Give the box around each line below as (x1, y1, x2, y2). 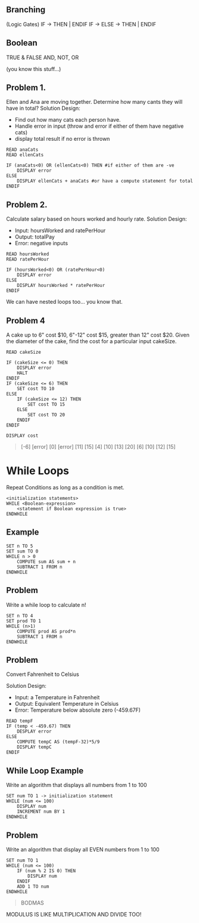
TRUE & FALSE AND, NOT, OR (6, 54, 79, 61)
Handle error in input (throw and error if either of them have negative (14, 122, 184, 130)
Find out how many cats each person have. (14, 116, 121, 124)
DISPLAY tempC (17, 744, 52, 751)
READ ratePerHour (6, 257, 49, 263)
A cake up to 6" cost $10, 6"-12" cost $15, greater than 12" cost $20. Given (6, 331, 189, 339)
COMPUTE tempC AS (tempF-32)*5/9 (17, 739, 100, 745)
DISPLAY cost (6, 433, 39, 439)
